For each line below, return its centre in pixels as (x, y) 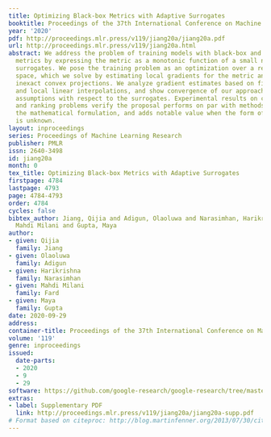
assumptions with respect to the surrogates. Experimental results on (137, 98)
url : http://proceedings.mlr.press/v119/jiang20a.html (102, 46)
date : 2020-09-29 (38, 315)
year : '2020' (30, 31)
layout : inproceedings (46, 128)
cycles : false (32, 210)
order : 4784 (28, 203)
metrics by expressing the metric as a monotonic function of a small (137, 61)
